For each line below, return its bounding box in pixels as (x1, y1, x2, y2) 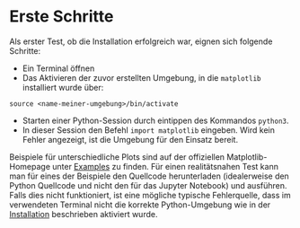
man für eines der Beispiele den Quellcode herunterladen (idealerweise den (9, 171, 289, 181)
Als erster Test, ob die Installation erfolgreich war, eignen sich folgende (9, 36, 273, 47)
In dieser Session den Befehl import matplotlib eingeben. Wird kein (22, 124, 276, 136)
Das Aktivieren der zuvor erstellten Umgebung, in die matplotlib (22, 72, 261, 83)
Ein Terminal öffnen (22, 63, 95, 74)
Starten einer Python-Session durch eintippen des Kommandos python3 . (22, 115, 289, 126)
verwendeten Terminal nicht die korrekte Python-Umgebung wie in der (9, 199, 271, 210)
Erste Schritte (9, 6, 114, 27)
